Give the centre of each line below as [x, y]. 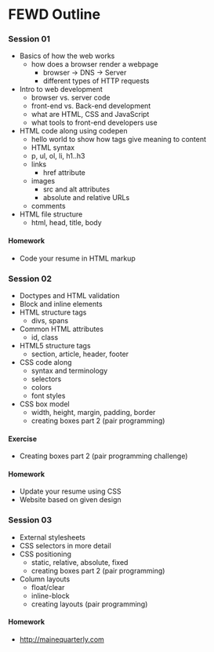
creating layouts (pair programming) [89, 604]
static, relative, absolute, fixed [80, 562]
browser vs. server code [71, 98]
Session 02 [30, 279]
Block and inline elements [61, 304]
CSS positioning [45, 554]
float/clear [48, 587]
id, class [45, 337]
